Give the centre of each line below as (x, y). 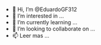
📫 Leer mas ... (31, 36)
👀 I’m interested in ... (38, 16)
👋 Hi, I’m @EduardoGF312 (45, 9)
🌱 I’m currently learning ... (45, 22)
